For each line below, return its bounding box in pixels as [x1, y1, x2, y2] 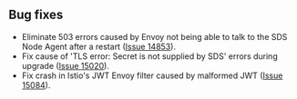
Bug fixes [8, 7, 64, 23]
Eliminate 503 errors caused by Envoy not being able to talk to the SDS [21, 31, 288, 42]
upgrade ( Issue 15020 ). [21, 60, 110, 71]
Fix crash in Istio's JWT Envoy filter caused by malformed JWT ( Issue [21, 70, 283, 81]
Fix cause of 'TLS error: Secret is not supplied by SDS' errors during [21, 50, 279, 62]
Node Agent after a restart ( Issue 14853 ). [21, 41, 177, 52]
